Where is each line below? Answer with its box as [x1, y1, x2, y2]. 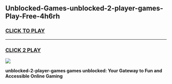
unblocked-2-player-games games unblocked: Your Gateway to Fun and [5, 67, 162, 73]
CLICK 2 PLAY [5, 46, 41, 53]
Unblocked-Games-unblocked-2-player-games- [5, 4, 164, 13]
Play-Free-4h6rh [5, 12, 60, 21]
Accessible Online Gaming [5, 73, 63, 79]
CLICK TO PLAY [5, 27, 45, 35]
